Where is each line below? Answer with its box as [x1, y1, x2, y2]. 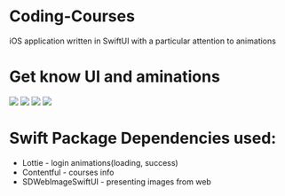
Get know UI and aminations [9, 67, 220, 87]
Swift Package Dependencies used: [9, 129, 277, 148]
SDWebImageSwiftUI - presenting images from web [21, 176, 211, 187]
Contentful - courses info [21, 167, 115, 177]
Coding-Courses [9, 6, 136, 27]
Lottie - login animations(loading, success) [21, 157, 179, 168]
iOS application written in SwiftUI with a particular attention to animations [9, 35, 277, 46]
